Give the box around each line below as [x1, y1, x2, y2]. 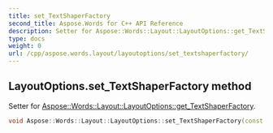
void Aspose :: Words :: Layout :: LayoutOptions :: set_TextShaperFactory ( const [8, 117, 264, 125]
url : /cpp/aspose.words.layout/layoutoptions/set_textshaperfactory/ [8, 49, 249, 58]
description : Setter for [8, 27, 93, 35]
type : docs [8, 34, 45, 43]
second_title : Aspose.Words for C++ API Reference [8, 19, 184, 28]
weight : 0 [8, 42, 42, 50]
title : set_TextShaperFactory [8, 11, 111, 20]
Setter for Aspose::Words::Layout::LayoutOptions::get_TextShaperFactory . [8, 101, 256, 110]
